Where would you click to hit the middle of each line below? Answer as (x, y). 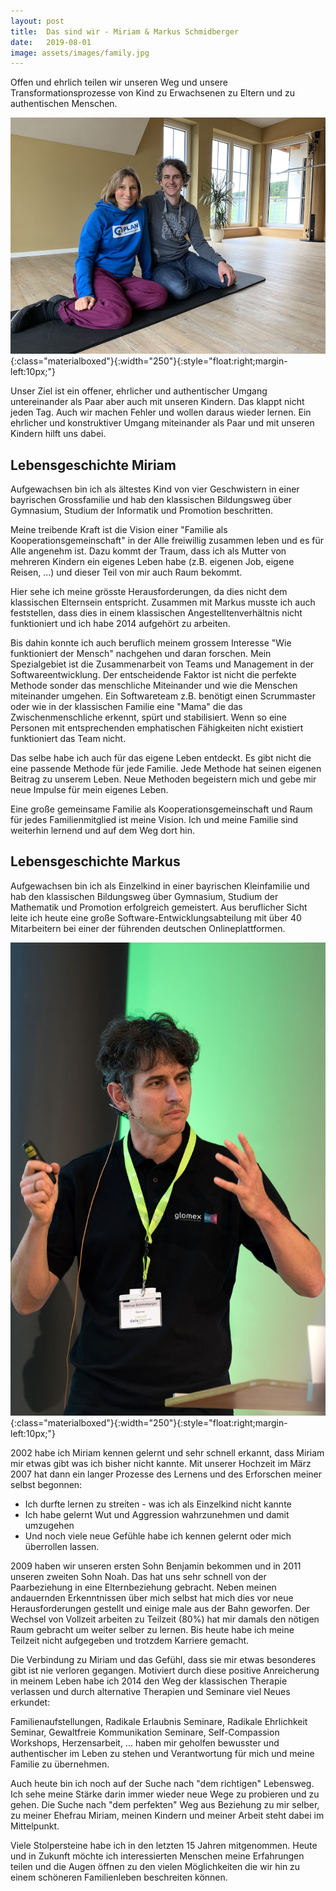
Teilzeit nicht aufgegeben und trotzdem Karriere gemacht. (130, 1640)
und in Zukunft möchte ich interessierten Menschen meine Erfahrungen (157, 1856)
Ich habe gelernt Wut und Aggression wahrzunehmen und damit (157, 1514)
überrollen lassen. (62, 1546)
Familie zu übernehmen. (60, 1764)
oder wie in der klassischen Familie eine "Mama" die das (126, 707)
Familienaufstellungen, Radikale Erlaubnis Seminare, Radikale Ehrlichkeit (159, 1721)
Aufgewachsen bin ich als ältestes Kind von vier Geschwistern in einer (155, 489)
